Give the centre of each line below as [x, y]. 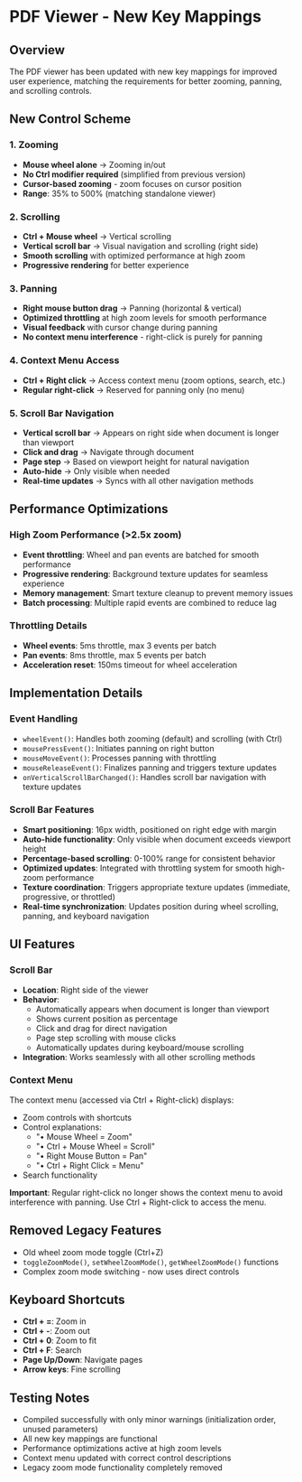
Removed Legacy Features [86, 1230]
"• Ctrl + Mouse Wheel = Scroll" [96, 1146]
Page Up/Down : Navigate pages [82, 1360]
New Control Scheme [70, 119]
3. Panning [33, 288]
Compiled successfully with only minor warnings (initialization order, [149, 1420]
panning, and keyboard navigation [86, 916]
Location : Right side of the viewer [85, 990]
